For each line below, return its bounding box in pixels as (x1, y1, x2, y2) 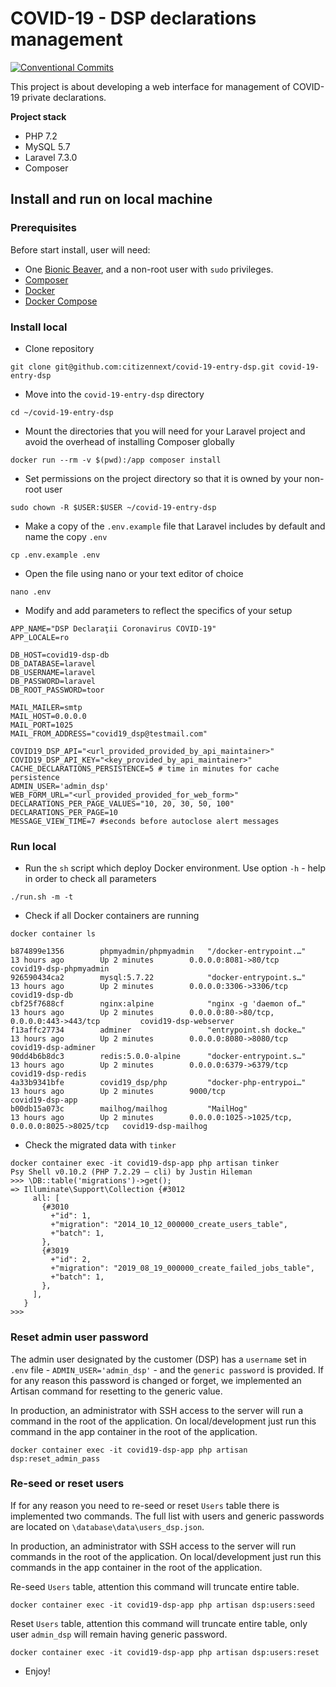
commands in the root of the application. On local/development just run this (10, 1550, 322, 1562)
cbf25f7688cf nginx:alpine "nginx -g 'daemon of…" (10, 999, 307, 1009)
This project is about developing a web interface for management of (10, 80, 291, 92)
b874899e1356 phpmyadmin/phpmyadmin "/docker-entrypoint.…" (10, 947, 307, 957)
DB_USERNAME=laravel (10, 667, 97, 677)
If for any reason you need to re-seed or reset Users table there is (10, 1499, 280, 1511)
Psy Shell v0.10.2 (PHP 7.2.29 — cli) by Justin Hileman (10, 1167, 253, 1177)
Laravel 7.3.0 (24, 151, 78, 163)
